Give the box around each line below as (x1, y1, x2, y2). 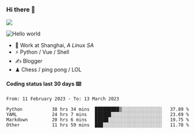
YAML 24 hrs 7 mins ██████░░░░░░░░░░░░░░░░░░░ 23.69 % (6, 111, 189, 117)
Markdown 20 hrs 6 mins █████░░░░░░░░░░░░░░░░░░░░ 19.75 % (6, 117, 189, 123)
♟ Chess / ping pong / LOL (14, 66, 82, 74)
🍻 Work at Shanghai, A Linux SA (14, 42, 94, 49)
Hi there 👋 (6, 5, 36, 14)
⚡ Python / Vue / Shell (14, 48, 70, 56)
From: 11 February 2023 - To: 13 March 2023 (6, 96, 119, 102)
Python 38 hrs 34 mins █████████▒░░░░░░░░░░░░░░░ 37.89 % (6, 106, 189, 112)
